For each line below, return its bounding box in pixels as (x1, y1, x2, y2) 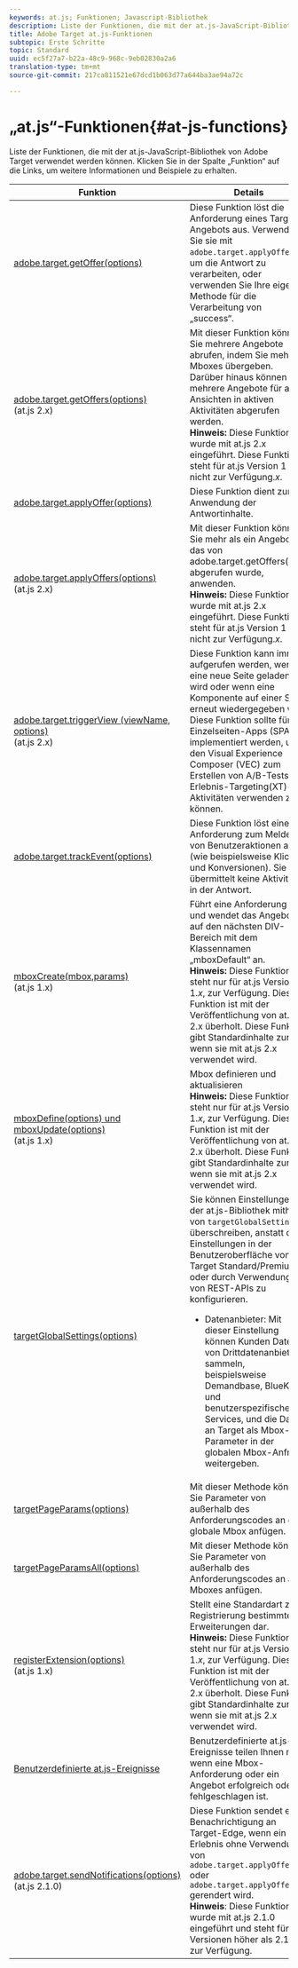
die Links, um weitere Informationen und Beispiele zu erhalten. (9, 165, 238, 176)
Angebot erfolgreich (189, 1779, 273, 1791)
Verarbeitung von (189, 301, 263, 313)
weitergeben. (204, 1457, 260, 1469)
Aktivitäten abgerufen (189, 404, 280, 416)
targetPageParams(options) (13, 1502, 129, 1514)
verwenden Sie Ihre (189, 279, 271, 291)
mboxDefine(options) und (13, 1111, 122, 1124)
